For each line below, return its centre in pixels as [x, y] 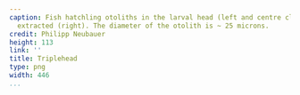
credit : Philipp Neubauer [57, 34]
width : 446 [29, 75]
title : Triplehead [43, 59]
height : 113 [31, 42]
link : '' [25, 51]
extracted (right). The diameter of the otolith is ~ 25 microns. [143, 26]
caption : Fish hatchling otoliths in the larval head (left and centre [145, 17]
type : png [28, 67]
